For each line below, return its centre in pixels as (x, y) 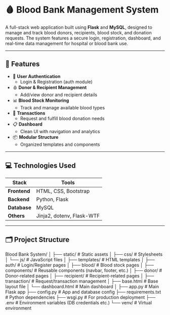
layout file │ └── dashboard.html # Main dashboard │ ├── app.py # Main (82, 287)
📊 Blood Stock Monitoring (41, 100)
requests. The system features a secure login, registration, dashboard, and (83, 38)
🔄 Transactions (29, 113)
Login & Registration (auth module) (56, 82)
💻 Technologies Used (40, 166)
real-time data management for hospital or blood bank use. (67, 43)
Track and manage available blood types (62, 107)
